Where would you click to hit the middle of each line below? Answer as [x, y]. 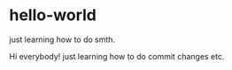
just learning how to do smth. [62, 39]
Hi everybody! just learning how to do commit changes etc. [117, 56]
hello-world [53, 15]
